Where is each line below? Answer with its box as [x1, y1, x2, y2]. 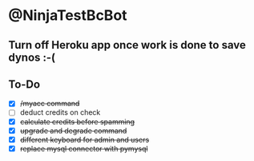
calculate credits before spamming [19, 116, 135, 126]
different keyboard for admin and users [19, 135, 150, 144]
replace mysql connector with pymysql [19, 143, 148, 153]
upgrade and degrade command [19, 126, 127, 135]
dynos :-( [8, 50, 56, 64]
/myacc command [19, 99, 80, 108]
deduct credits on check [19, 108, 101, 117]
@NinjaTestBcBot [8, 6, 127, 25]
